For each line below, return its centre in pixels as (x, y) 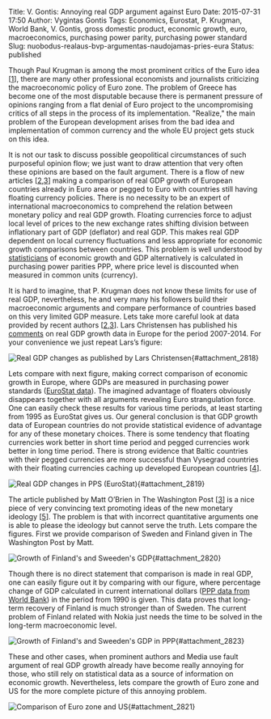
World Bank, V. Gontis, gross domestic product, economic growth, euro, (128, 29)
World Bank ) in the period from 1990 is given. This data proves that (120, 599)
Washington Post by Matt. (51, 542)
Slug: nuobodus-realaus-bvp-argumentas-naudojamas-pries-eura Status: (131, 46)
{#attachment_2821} (162, 706)
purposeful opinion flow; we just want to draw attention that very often (126, 163)
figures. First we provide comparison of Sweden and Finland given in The (131, 534)
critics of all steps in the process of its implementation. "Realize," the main (132, 113)
